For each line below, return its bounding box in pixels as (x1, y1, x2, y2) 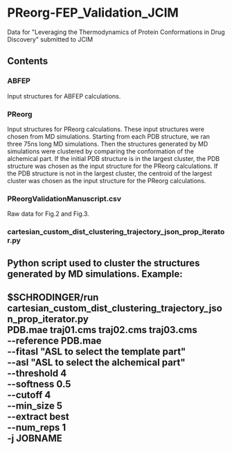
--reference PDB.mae (7, 334, 102, 346)
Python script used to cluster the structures (7, 257, 200, 269)
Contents (7, 56, 48, 67)
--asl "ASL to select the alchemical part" (7, 356, 186, 368)
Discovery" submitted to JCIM (7, 35, 93, 43)
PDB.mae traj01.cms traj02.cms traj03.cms (7, 324, 197, 336)
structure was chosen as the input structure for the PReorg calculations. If (7, 162, 218, 170)
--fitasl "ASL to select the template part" (7, 346, 186, 357)
